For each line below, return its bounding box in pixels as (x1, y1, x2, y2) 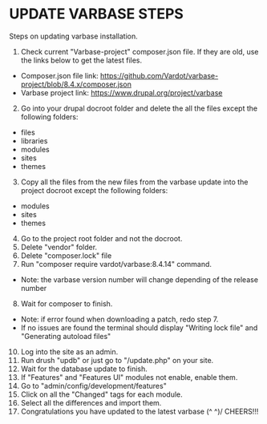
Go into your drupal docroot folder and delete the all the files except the (20, 103, 258, 113)
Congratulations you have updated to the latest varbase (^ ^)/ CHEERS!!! (20, 406, 259, 416)
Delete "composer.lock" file (20, 250, 112, 260)
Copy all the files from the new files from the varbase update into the (20, 177, 249, 187)
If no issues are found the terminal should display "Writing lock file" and (20, 322, 258, 333)
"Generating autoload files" (20, 331, 111, 341)
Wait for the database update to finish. (20, 364, 148, 374)
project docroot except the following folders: (20, 185, 168, 195)
